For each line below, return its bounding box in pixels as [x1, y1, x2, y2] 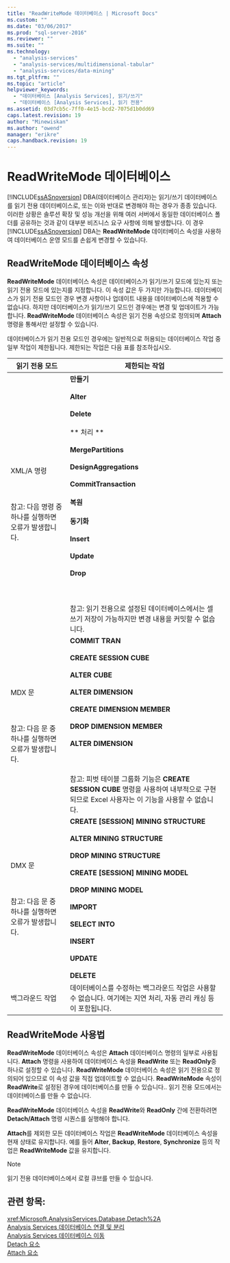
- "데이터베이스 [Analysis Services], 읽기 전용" [13, 99, 144, 106]
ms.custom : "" [7, 16, 48, 23]
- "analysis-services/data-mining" [13, 67, 115, 74]
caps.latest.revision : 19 [7, 112, 81, 118]
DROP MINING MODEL [69, 885, 144, 895]
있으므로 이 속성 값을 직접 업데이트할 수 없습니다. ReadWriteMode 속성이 [25, 1074, 222, 1082]
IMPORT [69, 902, 97, 912]
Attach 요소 [7, 1248, 39, 1257]
